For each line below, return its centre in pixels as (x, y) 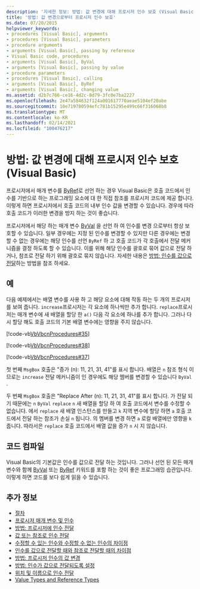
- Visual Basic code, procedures (48, 56)
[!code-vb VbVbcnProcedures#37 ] (48, 357)
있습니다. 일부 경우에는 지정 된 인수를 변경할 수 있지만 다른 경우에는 (101, 233)
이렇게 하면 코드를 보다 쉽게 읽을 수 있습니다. (58, 477)
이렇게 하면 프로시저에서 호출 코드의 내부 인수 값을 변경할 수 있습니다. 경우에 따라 (100, 205)
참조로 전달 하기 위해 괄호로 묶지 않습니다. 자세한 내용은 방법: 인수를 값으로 (105, 256)
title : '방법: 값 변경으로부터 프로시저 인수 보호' (61, 17)
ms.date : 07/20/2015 (32, 23)
